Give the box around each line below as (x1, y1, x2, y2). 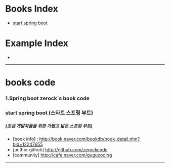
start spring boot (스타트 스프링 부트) (5, 109, 94, 116)
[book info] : (12, 136, 38, 142)
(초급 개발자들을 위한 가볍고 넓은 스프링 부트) (5, 122, 93, 129)
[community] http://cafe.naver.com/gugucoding (12, 152, 112, 158)
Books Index (5, 3, 58, 15)
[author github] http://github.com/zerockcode (12, 146, 108, 152)
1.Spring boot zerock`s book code (5, 95, 90, 102)
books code (5, 77, 56, 89)
